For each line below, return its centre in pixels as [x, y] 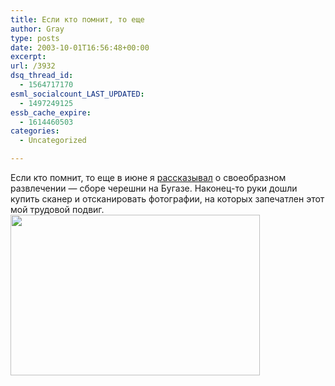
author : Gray [37, 29]
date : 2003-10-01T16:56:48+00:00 [80, 47]
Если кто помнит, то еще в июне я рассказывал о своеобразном [148, 177]
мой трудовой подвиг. [57, 209]
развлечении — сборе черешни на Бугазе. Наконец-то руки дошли [154, 188]
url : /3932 [33, 66]
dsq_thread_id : [42, 76]
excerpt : [28, 57]
